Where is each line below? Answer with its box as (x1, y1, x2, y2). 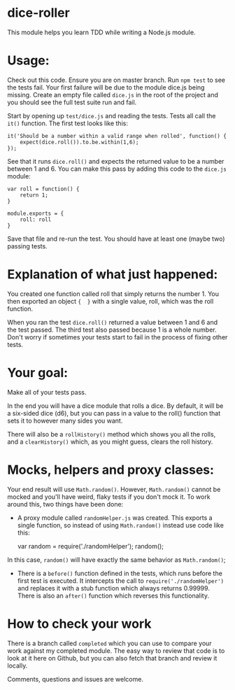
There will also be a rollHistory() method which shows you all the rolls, (7, 430, 216, 438)
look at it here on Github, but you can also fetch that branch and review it (7, 654, 218, 662)
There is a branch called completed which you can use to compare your (7, 639, 212, 647)
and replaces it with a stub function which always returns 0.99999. (17, 584, 210, 592)
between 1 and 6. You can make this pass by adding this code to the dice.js (7, 164, 227, 173)
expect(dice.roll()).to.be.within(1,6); (20, 139, 139, 146)
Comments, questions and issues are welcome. (7, 675, 143, 683)
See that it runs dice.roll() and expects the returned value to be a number (7, 157, 225, 165)
